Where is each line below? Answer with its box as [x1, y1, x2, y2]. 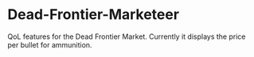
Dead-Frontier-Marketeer [7, 6, 180, 24]
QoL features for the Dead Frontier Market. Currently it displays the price [7, 32, 246, 41]
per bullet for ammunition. [7, 40, 92, 49]
